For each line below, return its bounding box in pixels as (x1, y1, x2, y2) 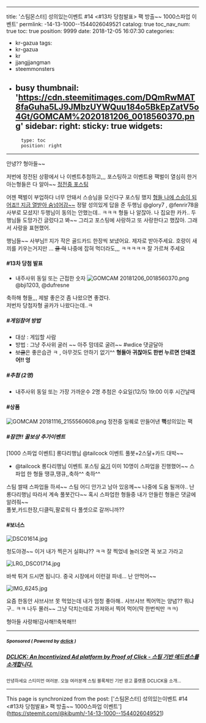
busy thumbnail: (15, 83, 79, 94)
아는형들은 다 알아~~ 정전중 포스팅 (6, 180, 89, 188)
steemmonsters (15, 65, 55, 72)
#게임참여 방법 (6, 317, 41, 324)
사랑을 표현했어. (12, 224, 51, 231)
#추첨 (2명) (6, 371, 34, 379)
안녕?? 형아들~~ (6, 160, 46, 167)
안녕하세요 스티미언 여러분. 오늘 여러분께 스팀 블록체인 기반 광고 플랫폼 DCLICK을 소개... (6, 678, 182, 684)
